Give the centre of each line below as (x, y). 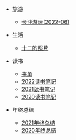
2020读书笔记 (39, 97)
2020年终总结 (39, 131)
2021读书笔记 (38, 89)
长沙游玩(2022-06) (45, 22)
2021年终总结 (38, 123)
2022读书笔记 (39, 82)
